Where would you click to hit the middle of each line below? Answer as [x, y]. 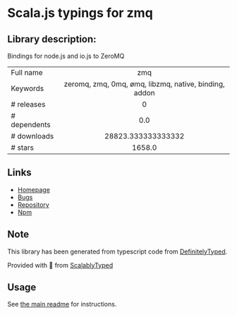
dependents [31, 125]
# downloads [32, 136]
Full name [27, 72]
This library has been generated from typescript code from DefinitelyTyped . [117, 251]
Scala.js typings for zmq [80, 13]
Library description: [52, 39]
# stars [22, 148]
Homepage [34, 189]
